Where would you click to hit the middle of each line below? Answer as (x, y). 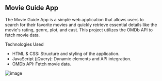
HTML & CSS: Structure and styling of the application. (66, 54)
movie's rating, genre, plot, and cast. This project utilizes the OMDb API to (79, 30)
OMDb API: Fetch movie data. (41, 64)
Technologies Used (24, 44)
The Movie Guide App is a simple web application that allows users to (74, 19)
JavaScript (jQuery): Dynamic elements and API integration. (72, 59)
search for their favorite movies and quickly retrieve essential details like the (81, 25)
